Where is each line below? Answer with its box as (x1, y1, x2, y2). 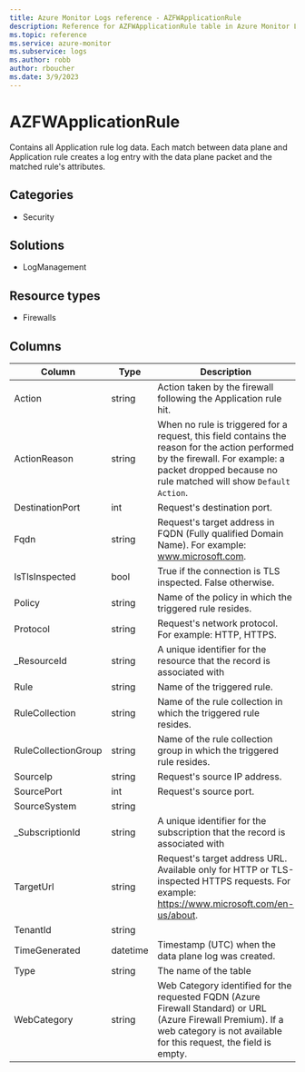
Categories (9, 187, 74, 203)
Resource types (9, 288, 101, 303)
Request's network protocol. (157, 617, 279, 630)
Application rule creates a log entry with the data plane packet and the (9, 151, 272, 162)
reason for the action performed (157, 441, 294, 453)
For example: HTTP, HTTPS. (157, 628, 277, 640)
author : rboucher (9, 65, 75, 74)
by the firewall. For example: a (157, 452, 285, 464)
